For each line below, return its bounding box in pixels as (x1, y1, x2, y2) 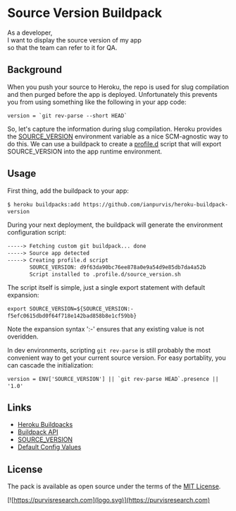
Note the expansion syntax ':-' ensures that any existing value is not (7, 324, 204, 333)
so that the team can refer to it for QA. (7, 43, 118, 52)
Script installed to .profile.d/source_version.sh (29, 271, 181, 278)
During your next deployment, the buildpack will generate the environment (7, 221, 223, 229)
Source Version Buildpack (7, 5, 162, 21)
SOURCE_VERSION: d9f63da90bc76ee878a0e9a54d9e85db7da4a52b (29, 264, 206, 271)
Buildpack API (17, 428, 58, 436)
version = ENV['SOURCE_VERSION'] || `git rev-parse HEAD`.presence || (7, 375, 219, 382)
